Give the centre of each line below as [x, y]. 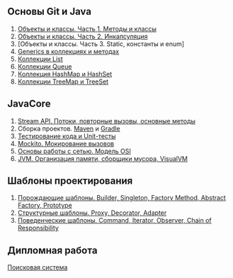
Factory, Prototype [45, 206]
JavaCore [29, 104]
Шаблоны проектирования [70, 181]
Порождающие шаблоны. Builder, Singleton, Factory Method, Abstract [122, 198]
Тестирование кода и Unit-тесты [67, 136]
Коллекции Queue [45, 66]
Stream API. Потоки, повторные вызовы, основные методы [107, 121]
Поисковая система [38, 267]
